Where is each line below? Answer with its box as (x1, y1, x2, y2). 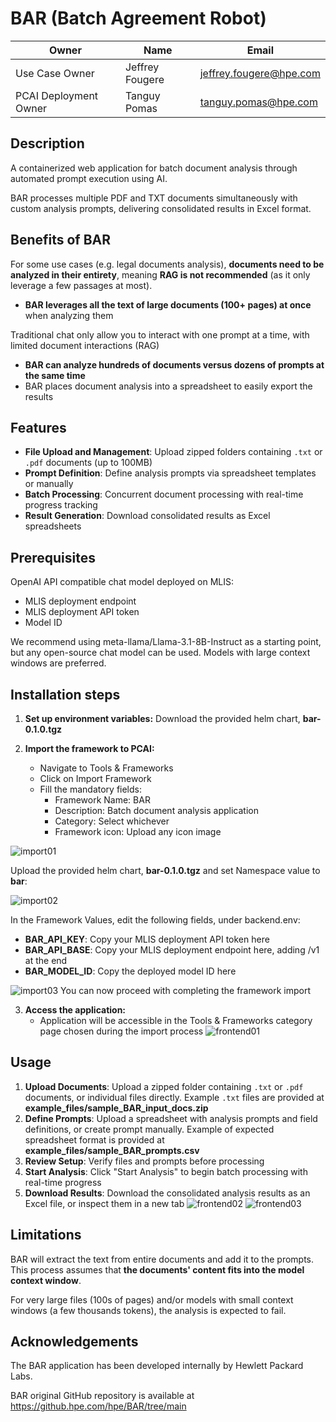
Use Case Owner (15, 66, 95, 80)
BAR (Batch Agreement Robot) (10, 7, 267, 30)
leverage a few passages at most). (10, 279, 153, 291)
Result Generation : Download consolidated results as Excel (24, 510, 271, 522)
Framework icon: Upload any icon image (54, 826, 222, 837)
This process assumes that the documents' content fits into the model (10, 1263, 305, 1276)
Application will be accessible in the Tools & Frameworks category (39, 1015, 313, 1026)
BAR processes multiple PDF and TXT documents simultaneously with (10, 192, 298, 204)
